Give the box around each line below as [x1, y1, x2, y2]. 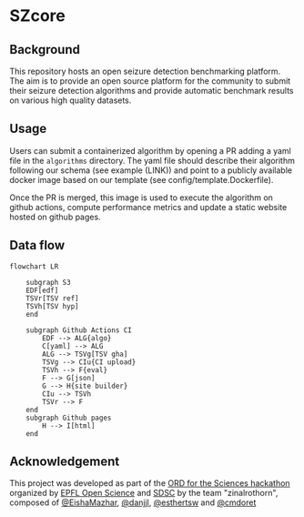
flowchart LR [9, 261, 59, 271]
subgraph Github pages [25, 413, 112, 422]
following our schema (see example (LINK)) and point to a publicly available [9, 165, 293, 176]
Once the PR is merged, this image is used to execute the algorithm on [9, 192, 273, 203]
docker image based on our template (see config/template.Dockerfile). [9, 174, 274, 185]
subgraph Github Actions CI [25, 325, 132, 335]
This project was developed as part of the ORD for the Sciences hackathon [9, 478, 290, 489]
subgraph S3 [25, 278, 71, 287]
